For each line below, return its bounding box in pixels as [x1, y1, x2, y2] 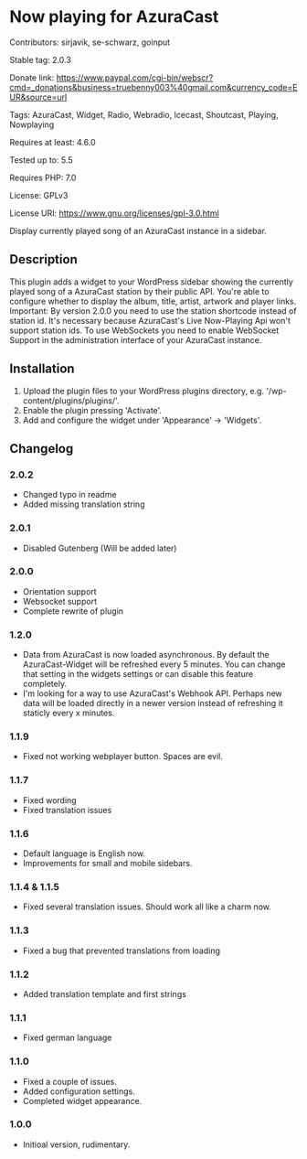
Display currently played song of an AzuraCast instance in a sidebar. [9, 225, 268, 236]
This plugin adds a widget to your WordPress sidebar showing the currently [9, 276, 294, 287]
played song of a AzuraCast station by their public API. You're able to [9, 285, 270, 296]
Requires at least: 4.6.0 [9, 136, 96, 147]
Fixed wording [22, 794, 77, 806]
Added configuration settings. [22, 1086, 135, 1097]
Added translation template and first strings [22, 988, 187, 999]
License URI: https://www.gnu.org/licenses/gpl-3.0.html [9, 208, 219, 219]
